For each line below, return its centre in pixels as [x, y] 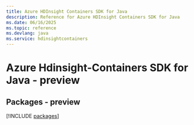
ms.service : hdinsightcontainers [47, 39]
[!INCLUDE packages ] [33, 116]
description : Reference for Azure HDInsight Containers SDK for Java [93, 17]
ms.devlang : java [27, 33]
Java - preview [43, 80]
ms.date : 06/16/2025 [31, 22]
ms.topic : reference [31, 28]
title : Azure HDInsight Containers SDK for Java [67, 11]
